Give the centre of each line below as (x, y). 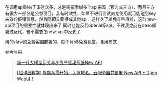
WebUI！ (26, 79)
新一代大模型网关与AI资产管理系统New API (59, 62)
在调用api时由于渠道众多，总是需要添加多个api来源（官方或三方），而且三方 (80, 7)
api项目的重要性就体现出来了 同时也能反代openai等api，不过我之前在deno (79, 25)
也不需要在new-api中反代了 (53, 31)
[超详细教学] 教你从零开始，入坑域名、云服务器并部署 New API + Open (87, 73)
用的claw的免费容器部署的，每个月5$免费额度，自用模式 (61, 42)
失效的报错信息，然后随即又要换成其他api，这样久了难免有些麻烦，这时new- (81, 19)
